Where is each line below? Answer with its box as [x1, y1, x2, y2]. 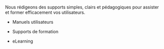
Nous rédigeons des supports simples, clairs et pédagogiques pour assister [5, 4, 159, 10]
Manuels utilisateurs [12, 19, 53, 25]
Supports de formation [12, 29, 58, 34]
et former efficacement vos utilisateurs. [5, 9, 85, 15]
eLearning [12, 38, 34, 44]
